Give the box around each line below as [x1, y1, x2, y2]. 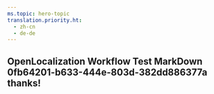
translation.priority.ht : [7, 17, 82, 24]
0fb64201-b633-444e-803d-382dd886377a [7, 66, 208, 78]
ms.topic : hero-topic [7, 10, 70, 17]
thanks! [7, 77, 42, 89]
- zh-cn [13, 23, 36, 30]
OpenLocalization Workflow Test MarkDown [7, 55, 203, 67]
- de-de [13, 29, 36, 37]
